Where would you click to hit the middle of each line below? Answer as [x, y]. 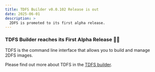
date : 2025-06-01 [23, 14]
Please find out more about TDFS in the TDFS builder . [59, 64]
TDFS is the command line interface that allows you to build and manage [77, 50]
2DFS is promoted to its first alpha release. [57, 23]
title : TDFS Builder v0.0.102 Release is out [52, 9]
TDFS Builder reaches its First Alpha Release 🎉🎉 [62, 40]
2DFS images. [19, 55]
